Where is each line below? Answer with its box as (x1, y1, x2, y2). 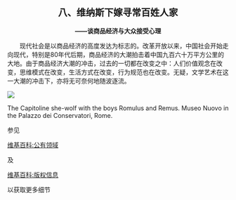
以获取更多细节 (7, 185, 51, 194)
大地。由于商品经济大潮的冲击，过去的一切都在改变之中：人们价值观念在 (7, 59, 216, 67)
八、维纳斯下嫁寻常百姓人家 (58, 6, 178, 19)
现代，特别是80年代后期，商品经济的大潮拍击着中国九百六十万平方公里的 (13, 50, 225, 58)
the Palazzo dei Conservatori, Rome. (7, 111, 113, 119)
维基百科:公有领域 (7, 140, 59, 149)
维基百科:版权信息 (7, 171, 59, 179)
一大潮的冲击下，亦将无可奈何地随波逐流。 (7, 76, 131, 85)
